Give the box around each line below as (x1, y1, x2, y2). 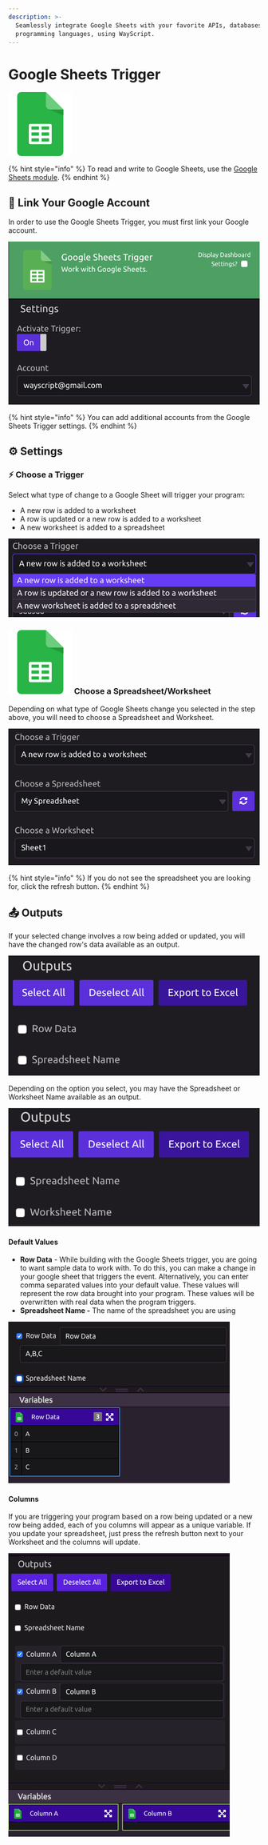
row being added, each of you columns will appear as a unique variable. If (8, 1520, 251, 1530)
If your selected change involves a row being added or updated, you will (8, 931, 246, 941)
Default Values (8, 1237, 58, 1247)
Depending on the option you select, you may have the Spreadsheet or (8, 1083, 241, 1093)
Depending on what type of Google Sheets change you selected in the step (8, 704, 255, 714)
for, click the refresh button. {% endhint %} (8, 882, 150, 891)
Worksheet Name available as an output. (8, 1092, 141, 1102)
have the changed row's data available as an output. (8, 940, 180, 950)
